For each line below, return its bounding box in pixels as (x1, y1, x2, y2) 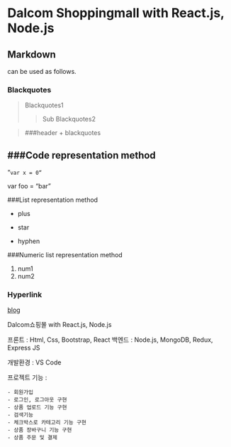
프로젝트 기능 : (7, 373, 47, 382)
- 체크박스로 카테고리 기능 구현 (7, 419, 87, 426)
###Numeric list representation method (7, 251, 123, 259)
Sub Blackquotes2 (42, 115, 96, 124)
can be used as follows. (7, 68, 77, 75)
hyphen (17, 237, 40, 246)
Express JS (7, 343, 40, 352)
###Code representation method (7, 149, 156, 161)
